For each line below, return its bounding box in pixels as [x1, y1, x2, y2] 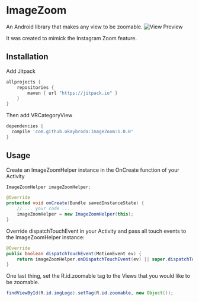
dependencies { [6, 123, 44, 129]
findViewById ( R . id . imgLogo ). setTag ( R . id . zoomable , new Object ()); [6, 290, 174, 296]
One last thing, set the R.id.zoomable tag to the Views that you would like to [6, 272, 191, 279]
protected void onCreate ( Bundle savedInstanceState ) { [6, 200, 145, 206]
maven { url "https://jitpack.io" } [27, 90, 118, 96]
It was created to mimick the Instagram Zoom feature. [6, 34, 137, 41]
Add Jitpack [6, 68, 36, 75]
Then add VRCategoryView [6, 112, 73, 119]
